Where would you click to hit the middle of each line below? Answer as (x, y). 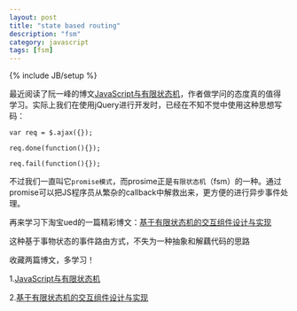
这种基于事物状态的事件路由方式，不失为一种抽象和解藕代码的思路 (129, 241)
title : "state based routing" (65, 26)
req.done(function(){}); (55, 148)
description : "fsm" (45, 34)
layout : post (33, 17)
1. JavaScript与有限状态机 (55, 279)
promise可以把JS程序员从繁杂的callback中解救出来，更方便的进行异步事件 (145, 192)
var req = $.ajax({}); (51, 133)
